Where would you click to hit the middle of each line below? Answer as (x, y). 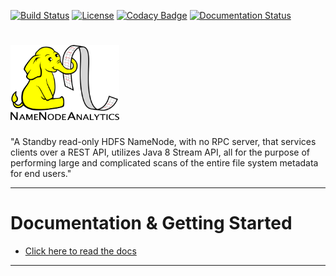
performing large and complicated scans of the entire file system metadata (164, 162)
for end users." (41, 173)
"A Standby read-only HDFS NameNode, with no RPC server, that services (163, 141)
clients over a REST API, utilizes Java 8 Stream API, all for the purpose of (160, 152)
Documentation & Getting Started (151, 223)
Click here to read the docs (80, 251)
